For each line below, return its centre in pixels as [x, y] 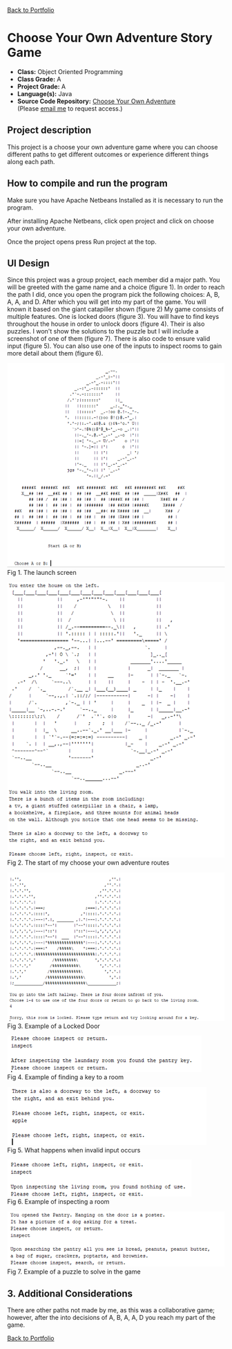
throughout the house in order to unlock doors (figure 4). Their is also [106, 324]
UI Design [28, 263]
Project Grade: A [41, 86]
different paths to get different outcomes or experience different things [108, 154]
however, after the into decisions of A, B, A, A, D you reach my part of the [112, 1318]
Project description [49, 130]
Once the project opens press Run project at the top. [82, 241]
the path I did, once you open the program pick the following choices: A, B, [114, 295]
